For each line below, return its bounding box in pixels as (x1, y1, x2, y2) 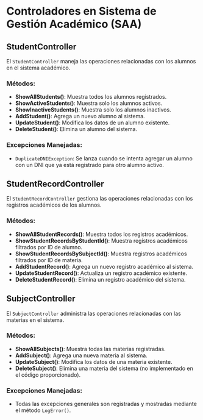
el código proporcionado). (15, 371, 81, 379)
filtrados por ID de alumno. (15, 243, 83, 251)
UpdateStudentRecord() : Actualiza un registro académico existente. (15, 269, 188, 277)
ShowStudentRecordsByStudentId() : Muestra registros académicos (15, 237, 188, 244)
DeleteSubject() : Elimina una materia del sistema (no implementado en (15, 365, 193, 372)
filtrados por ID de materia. (15, 256, 84, 263)
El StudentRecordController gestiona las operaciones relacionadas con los (6, 195, 193, 202)
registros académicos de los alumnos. (6, 201, 102, 208)
